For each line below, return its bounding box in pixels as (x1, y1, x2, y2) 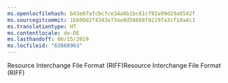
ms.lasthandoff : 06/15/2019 (7, 36, 90, 43)
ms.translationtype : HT (7, 23, 77, 30)
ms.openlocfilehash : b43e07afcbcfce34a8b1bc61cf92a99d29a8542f (7, 10, 196, 17)
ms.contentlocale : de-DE (7, 29, 80, 37)
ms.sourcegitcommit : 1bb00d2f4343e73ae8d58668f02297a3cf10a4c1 (7, 17, 196, 24)
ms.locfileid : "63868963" (7, 42, 83, 49)
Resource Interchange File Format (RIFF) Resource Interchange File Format (7, 62, 222, 69)
